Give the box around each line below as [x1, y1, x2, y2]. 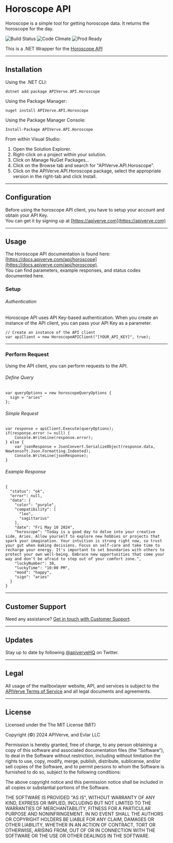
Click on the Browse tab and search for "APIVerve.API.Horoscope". [12, 162, 154, 168]
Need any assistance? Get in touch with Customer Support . [5, 616, 131, 622]
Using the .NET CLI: [5, 79, 47, 85]
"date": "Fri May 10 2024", [14, 525, 75, 530]
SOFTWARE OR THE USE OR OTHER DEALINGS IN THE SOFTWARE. [5, 832, 150, 839]
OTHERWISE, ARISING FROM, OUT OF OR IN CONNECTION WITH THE [5, 827, 155, 833]
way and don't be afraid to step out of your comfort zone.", [5, 556, 142, 561]
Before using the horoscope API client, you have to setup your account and [5, 206, 165, 213]
